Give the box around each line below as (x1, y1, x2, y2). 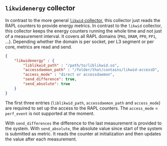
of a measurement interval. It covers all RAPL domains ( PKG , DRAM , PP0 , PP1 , (5, 33, 157, 39)
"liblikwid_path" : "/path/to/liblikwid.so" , (23, 62, 120, 68)
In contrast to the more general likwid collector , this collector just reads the (5, 17, 161, 23)
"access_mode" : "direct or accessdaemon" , (23, 72, 115, 77)
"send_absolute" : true (23, 81, 70, 86)
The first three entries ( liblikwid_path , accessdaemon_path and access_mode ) (5, 99, 161, 105)
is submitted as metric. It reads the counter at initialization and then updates (5, 130, 161, 136)
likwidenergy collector (5, 4, 76, 12)
